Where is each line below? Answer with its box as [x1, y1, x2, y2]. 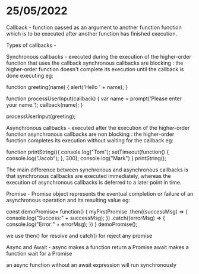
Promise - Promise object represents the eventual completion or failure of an [6, 190, 194, 197]
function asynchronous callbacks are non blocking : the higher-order [6, 130, 175, 138]
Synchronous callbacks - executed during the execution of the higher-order [6, 53, 191, 60]
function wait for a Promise [6, 250, 72, 257]
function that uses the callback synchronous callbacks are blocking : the [6, 59, 184, 66]
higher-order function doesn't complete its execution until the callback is [6, 65, 184, 72]
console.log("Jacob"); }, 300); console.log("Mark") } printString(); [6, 154, 166, 161]
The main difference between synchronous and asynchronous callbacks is [6, 166, 189, 173]
